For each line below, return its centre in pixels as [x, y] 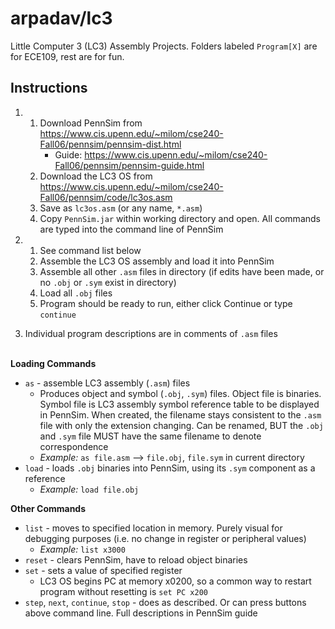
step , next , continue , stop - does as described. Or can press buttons [165, 602]
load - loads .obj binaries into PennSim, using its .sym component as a [170, 468]
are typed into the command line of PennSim [131, 229]
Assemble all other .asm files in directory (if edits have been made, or [182, 271]
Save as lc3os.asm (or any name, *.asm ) [121, 208]
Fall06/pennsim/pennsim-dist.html [110, 144]
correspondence [74, 446]
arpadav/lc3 [61, 18]
